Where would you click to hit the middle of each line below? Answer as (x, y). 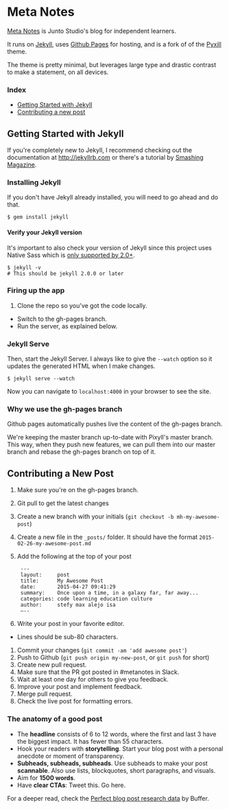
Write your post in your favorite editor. (71, 624)
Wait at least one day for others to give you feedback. (93, 679)
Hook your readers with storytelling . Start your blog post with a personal (120, 749)
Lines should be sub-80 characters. (68, 637)
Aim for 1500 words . (46, 777)
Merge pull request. (45, 694)
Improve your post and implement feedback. (80, 687)
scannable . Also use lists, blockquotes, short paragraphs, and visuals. (116, 770)
